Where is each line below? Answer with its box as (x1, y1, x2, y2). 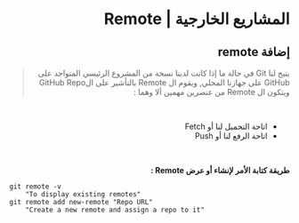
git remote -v (9, 182, 62, 191)
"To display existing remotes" (25, 190, 141, 199)
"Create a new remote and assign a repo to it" (25, 205, 205, 214)
